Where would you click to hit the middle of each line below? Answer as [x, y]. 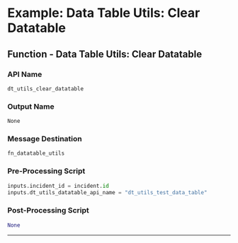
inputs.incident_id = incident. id [58, 186]
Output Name [31, 106]
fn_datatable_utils [36, 153]
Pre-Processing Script [46, 171]
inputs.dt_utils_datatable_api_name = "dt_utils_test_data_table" [107, 192]
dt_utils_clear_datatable [45, 89]
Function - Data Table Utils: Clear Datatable [105, 54]
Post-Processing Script [49, 211]
